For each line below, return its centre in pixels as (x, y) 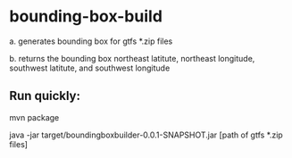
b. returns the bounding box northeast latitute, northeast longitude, (132, 58)
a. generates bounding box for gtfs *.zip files (91, 41)
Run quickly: (45, 96)
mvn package (34, 117)
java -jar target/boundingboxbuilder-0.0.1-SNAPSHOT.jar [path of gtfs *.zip (146, 135)
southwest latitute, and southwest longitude (90, 68)
